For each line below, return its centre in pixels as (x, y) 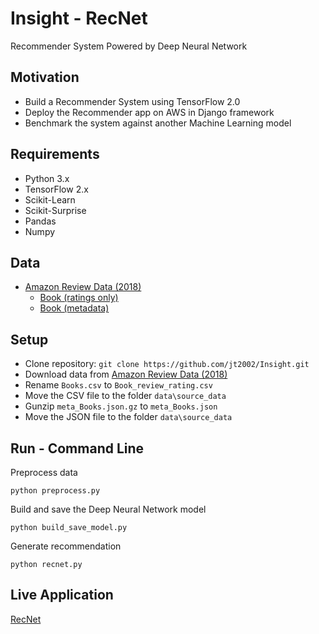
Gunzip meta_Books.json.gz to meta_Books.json (121, 406)
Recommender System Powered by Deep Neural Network (129, 46)
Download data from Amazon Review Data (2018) (126, 374)
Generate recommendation (66, 546)
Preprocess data (44, 472)
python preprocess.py (55, 491)
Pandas (40, 221)
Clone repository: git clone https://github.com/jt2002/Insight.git (167, 364)
